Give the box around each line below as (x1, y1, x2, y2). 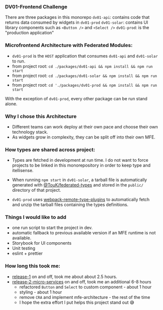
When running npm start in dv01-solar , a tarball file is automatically (12, 177, 147, 183)
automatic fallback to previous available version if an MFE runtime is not (12, 230, 156, 236)
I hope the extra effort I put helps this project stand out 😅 (19, 299, 134, 305)
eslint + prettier (12, 250, 43, 256)
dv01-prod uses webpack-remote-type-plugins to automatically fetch (12, 197, 150, 202)
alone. (5, 101, 18, 107)
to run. (12, 58, 26, 64)
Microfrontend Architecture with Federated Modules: (5, 42, 133, 49)
